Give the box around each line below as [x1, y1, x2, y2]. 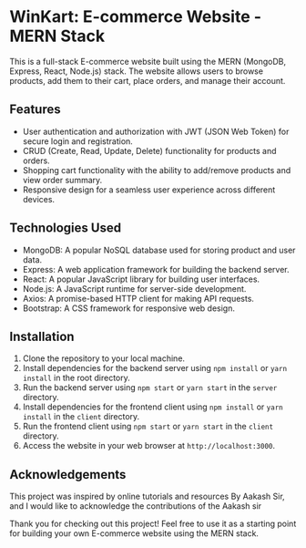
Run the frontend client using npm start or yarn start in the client [22, 421, 274, 432]
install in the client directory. [22, 411, 140, 422]
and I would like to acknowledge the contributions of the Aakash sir [9, 501, 262, 512]
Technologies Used [9, 221, 121, 236]
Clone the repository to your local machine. [22, 353, 185, 364]
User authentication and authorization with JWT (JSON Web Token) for [22, 126, 290, 137]
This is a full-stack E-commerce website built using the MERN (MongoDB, [9, 56, 287, 67]
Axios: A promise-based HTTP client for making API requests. [22, 293, 255, 304]
